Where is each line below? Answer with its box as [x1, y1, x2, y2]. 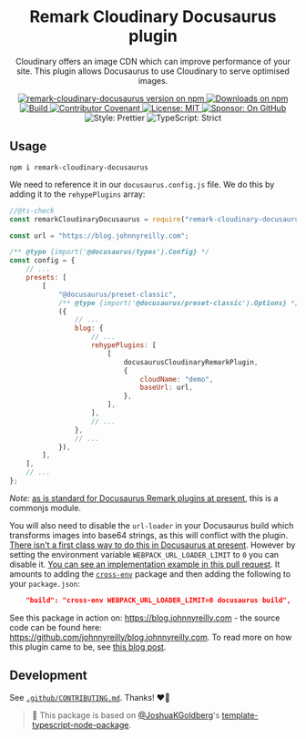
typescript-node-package [31, 719, 129, 730]
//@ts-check [9, 206, 55, 215]
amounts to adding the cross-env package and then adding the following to [9, 568, 291, 580]
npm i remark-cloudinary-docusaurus [9, 162, 148, 172]
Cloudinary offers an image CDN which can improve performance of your [15, 56, 291, 67]
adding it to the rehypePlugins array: [9, 189, 146, 200]
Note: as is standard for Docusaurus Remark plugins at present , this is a [9, 492, 279, 503]
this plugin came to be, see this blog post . [9, 641, 167, 652]
